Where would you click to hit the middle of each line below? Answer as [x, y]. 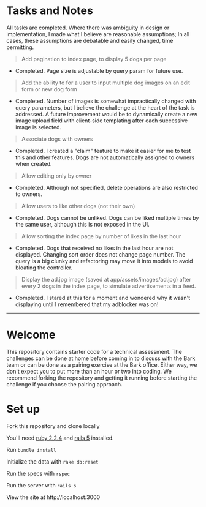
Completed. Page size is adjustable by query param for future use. [99, 70]
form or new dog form [49, 89]
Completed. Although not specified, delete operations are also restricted [106, 187]
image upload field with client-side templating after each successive [101, 121]
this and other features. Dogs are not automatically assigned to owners [105, 157]
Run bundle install [31, 449]
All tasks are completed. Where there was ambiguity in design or [88, 28]
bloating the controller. [44, 268]
